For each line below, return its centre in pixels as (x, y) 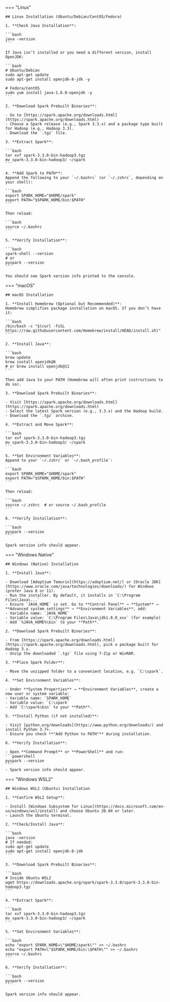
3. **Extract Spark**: (29, 142)
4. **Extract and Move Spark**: (40, 425)
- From (12, 640)
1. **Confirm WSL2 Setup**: (35, 798)
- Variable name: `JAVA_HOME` (38, 613)
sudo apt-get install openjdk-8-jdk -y (48, 79)
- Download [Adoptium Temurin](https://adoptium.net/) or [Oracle (77, 582)
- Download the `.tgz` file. (36, 133)
